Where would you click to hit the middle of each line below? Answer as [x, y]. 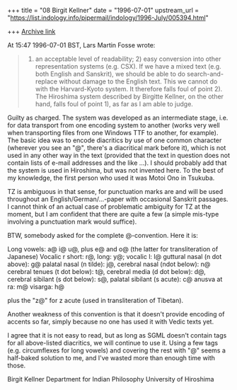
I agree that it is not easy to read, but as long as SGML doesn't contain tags [117, 335]
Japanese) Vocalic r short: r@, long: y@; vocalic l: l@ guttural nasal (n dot [115, 257]
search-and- [206, 74]
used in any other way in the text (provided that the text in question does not [119, 155]
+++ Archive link [31, 31]
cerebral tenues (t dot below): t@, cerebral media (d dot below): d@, [107, 271]
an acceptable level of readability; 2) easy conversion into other [128, 59]
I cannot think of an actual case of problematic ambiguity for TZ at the [109, 207]
